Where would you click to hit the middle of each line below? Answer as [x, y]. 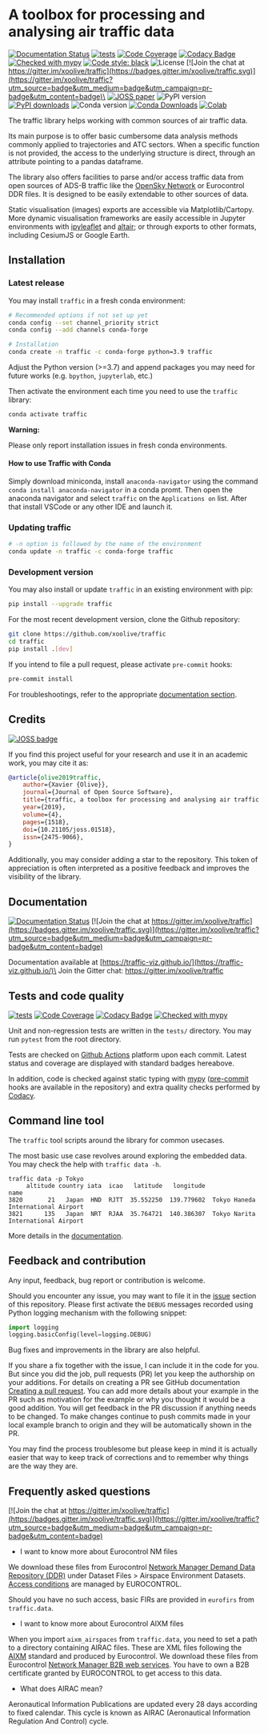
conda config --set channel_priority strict [84, 323]
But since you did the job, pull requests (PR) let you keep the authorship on [132, 1374]
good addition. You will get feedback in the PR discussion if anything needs [132, 1408]
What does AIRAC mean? [61, 1689]
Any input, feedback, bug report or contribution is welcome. [107, 1280]
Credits [27, 719]
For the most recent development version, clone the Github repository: [124, 620]
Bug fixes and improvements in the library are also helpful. [104, 1350]
